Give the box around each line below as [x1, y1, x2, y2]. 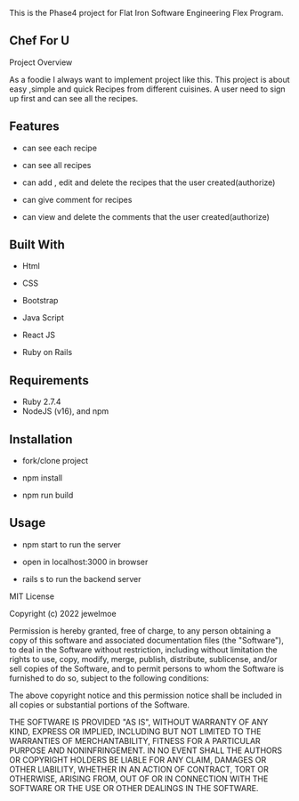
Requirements [9, 373, 89, 388]
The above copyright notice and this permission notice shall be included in [9, 690, 282, 700]
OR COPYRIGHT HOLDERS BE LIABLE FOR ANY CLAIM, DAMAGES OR [9, 754, 267, 765]
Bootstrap [21, 295, 59, 306]
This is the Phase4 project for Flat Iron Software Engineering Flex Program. [9, 8, 284, 18]
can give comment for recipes [21, 194, 133, 205]
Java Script [21, 312, 64, 323]
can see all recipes [21, 159, 92, 170]
